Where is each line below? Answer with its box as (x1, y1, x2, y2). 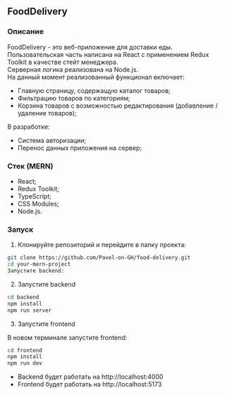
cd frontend (7, 346, 42, 354)
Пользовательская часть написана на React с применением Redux (7, 50, 209, 58)
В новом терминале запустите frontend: (7, 333, 128, 341)
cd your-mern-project (7, 261, 71, 268)
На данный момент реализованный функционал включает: (7, 73, 185, 81)
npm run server (7, 306, 52, 314)
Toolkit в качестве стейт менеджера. (7, 58, 118, 66)
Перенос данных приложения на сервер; (17, 144, 142, 152)
